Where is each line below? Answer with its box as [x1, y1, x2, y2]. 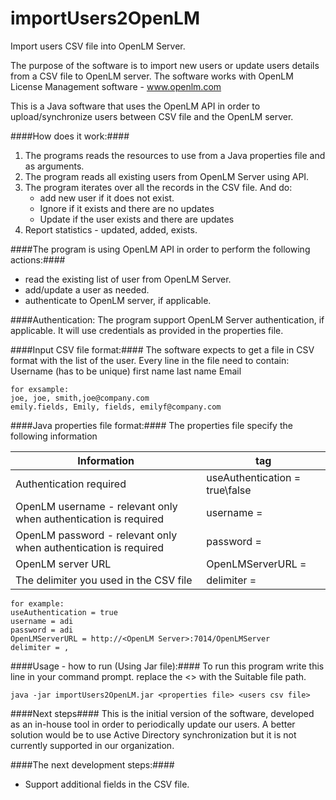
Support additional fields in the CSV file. [24, 778, 190, 790]
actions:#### [10, 253, 66, 266]
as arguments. [24, 160, 85, 172]
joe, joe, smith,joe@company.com [10, 393, 150, 403]
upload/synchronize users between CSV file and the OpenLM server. [10, 110, 294, 122]
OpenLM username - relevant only [15, 499, 178, 513]
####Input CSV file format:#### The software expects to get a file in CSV [10, 343, 315, 356]
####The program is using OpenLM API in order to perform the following [10, 243, 311, 255]
